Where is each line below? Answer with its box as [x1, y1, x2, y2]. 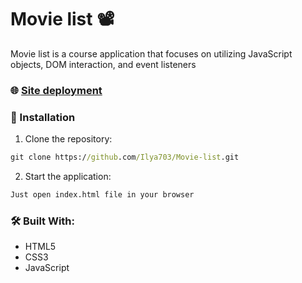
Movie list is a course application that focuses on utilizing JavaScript [10, 47, 293, 60]
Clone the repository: [24, 133, 113, 145]
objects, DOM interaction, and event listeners [10, 58, 197, 70]
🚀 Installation [10, 110, 76, 124]
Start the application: [24, 171, 112, 183]
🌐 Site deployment [10, 83, 103, 97]
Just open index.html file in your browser [10, 190, 195, 200]
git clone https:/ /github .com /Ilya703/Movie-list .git [10, 152, 240, 163]
